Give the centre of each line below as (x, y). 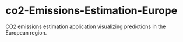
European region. (26, 32)
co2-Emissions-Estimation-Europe (91, 11)
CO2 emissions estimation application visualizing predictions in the (86, 26)
